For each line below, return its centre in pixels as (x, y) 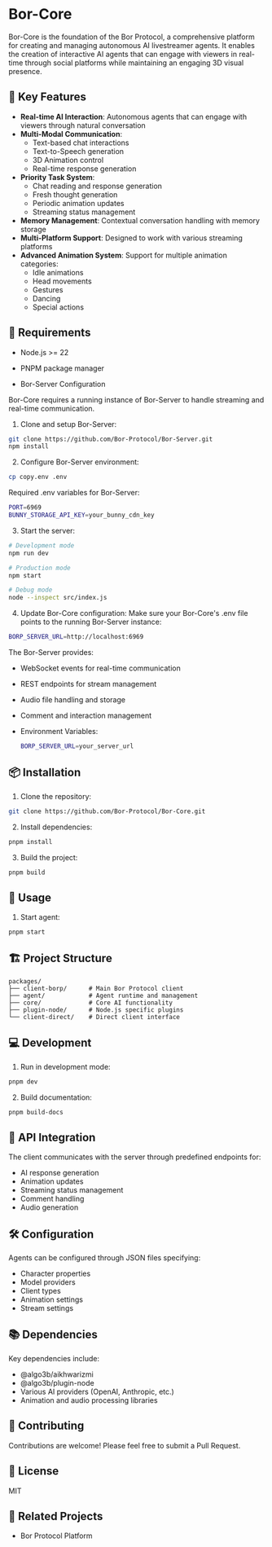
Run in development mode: (66, 1066)
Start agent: (40, 917)
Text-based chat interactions (81, 143)
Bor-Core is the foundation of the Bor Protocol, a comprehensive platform (132, 37)
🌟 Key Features (48, 97)
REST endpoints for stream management (88, 684)
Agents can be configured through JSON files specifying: (105, 1258)
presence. (25, 71)
